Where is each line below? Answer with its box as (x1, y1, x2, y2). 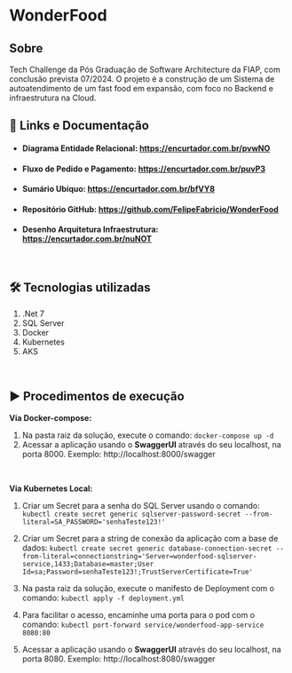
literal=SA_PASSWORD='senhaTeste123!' (21, 517, 166, 527)
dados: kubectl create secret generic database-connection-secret (21, 542, 272, 553)
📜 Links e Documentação (9, 118, 149, 133)
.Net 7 (21, 308, 44, 319)
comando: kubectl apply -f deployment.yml (21, 592, 185, 603)
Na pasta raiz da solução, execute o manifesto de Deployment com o (21, 582, 275, 593)
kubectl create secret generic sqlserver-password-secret (21, 510, 241, 519)
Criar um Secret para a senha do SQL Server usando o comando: (21, 500, 260, 511)
